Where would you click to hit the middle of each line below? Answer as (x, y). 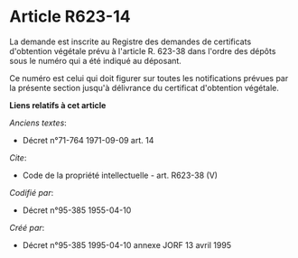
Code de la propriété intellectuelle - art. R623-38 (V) (120, 175)
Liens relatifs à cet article (58, 105)
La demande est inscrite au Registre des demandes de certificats (130, 41)
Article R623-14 (70, 17)
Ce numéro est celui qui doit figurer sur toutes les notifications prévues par (149, 78)
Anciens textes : (38, 123)
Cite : (18, 157)
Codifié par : (32, 192)
